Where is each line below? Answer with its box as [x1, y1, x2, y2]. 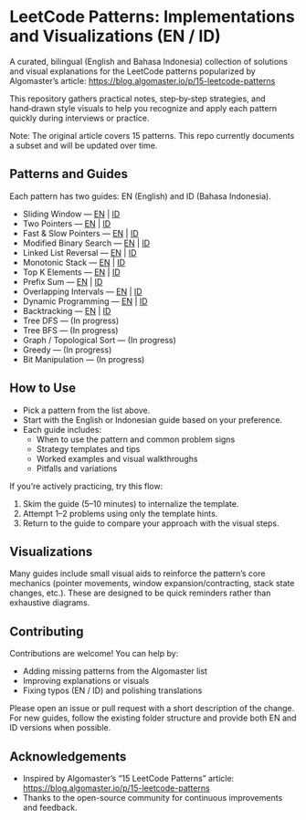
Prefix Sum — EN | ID [22, 276, 103, 287]
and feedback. [22, 802, 78, 813]
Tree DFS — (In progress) [22, 315, 120, 326]
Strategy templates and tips [36, 443, 141, 454]
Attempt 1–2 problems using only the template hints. [22, 508, 218, 519]
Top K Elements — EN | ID [22, 267, 121, 278]
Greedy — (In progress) [22, 344, 112, 355]
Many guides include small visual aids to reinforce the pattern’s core [9, 568, 266, 579]
